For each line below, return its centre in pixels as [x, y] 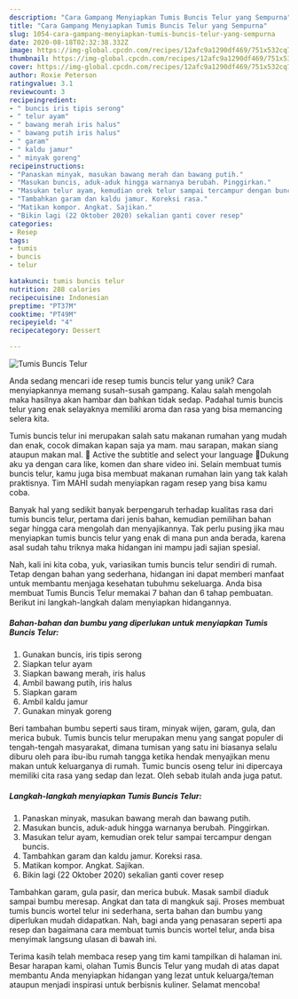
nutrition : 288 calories [55, 289]
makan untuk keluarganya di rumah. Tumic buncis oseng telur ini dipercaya [146, 765]
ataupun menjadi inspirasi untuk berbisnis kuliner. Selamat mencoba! [135, 984]
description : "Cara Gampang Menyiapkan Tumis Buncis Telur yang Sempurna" [150, 17]
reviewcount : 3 [37, 91]
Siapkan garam [50, 692]
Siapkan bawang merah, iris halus [84, 673]
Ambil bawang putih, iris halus [77, 682]
